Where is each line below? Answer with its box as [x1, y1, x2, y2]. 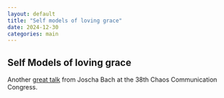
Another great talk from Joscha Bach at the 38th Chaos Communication [7, 75, 218, 84]
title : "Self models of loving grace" [7, 17, 122, 24]
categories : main [7, 30, 59, 38]
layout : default [7, 10, 55, 18]
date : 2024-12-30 [7, 23, 59, 31]
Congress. [7, 83, 38, 92]
